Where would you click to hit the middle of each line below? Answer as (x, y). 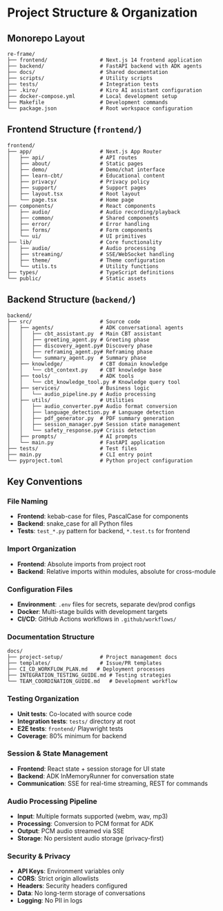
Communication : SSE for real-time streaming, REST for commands (113, 783)
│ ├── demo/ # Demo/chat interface (86, 170)
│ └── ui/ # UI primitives (77, 236)
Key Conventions (45, 482)
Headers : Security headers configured (72, 886)
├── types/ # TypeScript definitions (91, 272)
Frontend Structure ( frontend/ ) (75, 130)
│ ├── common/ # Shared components (83, 218)
